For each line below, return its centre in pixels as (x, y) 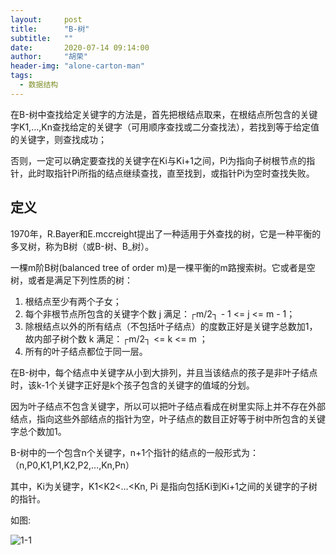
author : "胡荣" (49, 57)
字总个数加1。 (38, 431)
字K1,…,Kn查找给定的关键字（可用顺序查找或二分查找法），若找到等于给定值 (165, 127)
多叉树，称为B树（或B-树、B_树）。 (82, 246)
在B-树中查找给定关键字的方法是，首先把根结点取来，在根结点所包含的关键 (164, 114)
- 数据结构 (39, 85)
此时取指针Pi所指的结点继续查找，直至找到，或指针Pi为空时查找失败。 (171, 173)
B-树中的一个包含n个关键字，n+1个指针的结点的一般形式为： (135, 452)
